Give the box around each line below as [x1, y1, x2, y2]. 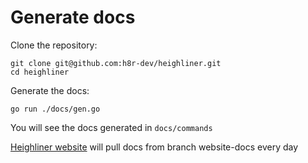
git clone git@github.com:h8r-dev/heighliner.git [10, 58, 222, 68]
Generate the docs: [10, 84, 90, 96]
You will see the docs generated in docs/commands [10, 121, 213, 133]
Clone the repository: [10, 39, 98, 51]
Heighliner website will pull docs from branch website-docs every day [10, 141, 299, 153]
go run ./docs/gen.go [10, 104, 101, 114]
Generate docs [10, 6, 136, 29]
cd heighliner [10, 67, 70, 77]
